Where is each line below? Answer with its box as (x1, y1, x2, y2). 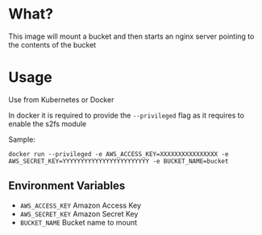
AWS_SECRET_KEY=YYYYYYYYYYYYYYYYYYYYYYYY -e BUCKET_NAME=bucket (8, 157, 229, 165)
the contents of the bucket (8, 39, 97, 49)
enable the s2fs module (8, 118, 87, 129)
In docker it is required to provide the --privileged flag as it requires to (8, 110, 244, 120)
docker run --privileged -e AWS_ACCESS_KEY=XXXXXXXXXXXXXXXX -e (8, 150, 229, 158)
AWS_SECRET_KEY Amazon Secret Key (19, 208, 139, 218)
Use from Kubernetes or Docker (8, 94, 114, 105)
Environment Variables (8, 179, 126, 193)
